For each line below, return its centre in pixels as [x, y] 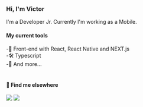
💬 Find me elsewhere [32, 84]
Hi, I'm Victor [25, 9]
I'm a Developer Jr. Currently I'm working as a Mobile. [71, 22]
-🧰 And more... [24, 64]
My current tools [27, 35]
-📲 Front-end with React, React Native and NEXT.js [68, 49]
